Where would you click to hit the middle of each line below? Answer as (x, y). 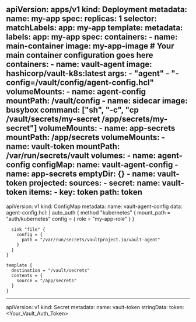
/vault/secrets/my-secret (53, 119)
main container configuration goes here (80, 55)
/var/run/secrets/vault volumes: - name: (81, 156)
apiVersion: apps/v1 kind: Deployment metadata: (97, 10)
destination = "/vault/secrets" (51, 270)
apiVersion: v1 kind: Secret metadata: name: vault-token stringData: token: (95, 307)
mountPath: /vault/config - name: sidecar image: (97, 101)
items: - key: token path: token (86, 192)
